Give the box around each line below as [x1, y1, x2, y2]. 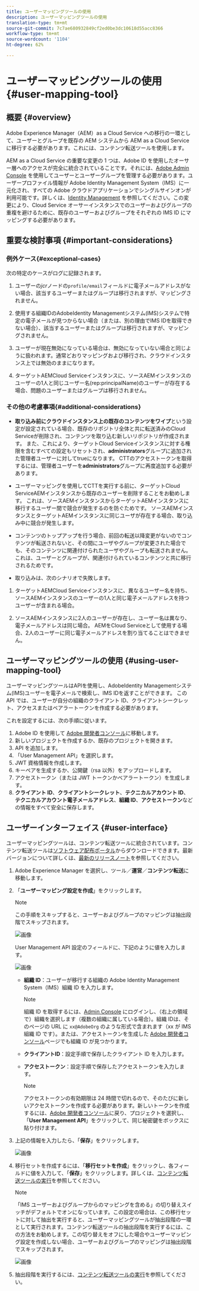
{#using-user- [124, 656, 179, 666]
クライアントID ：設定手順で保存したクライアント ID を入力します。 [23, 1050, 187, 1058]
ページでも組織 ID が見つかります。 [44, 1038, 131, 1045]
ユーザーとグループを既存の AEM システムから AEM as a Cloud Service [16, 137, 189, 144]
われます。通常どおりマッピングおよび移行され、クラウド [30, 352, 170, 359]
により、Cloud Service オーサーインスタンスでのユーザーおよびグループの [11, 201, 192, 209]
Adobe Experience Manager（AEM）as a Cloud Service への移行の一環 [6, 129, 181, 137]
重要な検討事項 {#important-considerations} [6, 235, 173, 245]
